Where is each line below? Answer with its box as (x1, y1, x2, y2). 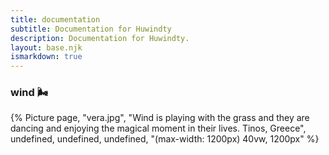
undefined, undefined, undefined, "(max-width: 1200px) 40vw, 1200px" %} (10, 133, 320, 145)
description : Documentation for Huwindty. (10, 33, 190, 43)
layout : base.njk (10, 42, 83, 53)
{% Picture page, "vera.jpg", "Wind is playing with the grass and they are (10, 112, 310, 124)
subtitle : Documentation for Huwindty (10, 24, 172, 34)
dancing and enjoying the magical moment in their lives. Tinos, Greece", (10, 122, 307, 135)
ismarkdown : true (10, 52, 83, 62)
